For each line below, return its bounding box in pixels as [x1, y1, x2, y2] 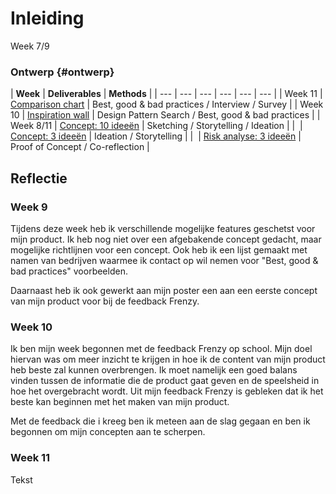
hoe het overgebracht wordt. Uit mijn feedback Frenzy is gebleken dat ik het [10, 385, 324, 397]
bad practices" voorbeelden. [10, 265, 128, 277]
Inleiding [10, 7, 85, 30]
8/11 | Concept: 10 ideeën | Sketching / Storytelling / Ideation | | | [36, 120, 303, 132]
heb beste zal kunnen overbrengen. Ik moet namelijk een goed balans [10, 364, 298, 376]
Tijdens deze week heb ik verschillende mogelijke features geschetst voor [10, 222, 316, 234]
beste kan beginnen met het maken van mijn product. [10, 396, 230, 408]
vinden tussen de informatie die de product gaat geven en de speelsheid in [10, 375, 320, 387]
